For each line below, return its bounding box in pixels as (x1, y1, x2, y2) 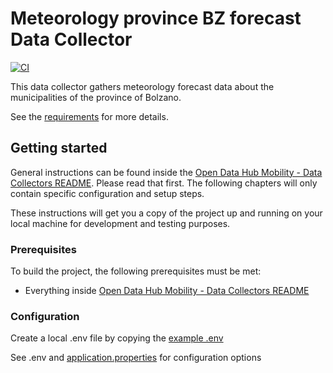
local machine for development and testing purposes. (10, 217, 231, 229)
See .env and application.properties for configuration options (10, 352, 262, 364)
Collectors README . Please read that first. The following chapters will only (10, 177, 318, 189)
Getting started (10, 140, 108, 157)
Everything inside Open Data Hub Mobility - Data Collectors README (24, 285, 310, 297)
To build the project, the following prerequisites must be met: (10, 265, 262, 277)
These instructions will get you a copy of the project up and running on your (10, 207, 323, 219)
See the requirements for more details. (10, 110, 169, 122)
